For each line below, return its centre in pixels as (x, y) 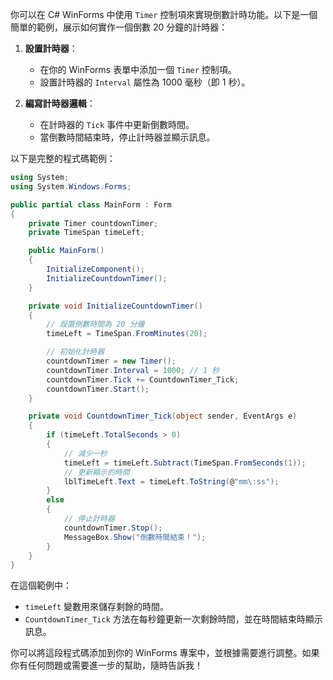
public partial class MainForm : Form (91, 204)
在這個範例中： (41, 585)
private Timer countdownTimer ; (93, 223)
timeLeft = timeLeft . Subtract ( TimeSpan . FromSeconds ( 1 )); (185, 463)
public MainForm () (66, 251)
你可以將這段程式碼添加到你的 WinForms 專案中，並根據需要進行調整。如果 (165, 653)
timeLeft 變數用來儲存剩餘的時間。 (97, 607)
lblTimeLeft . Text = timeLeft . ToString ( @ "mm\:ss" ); (171, 481)
